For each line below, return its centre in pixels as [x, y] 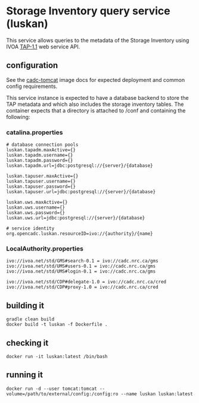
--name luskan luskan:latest [157, 394]
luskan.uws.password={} [36, 213]
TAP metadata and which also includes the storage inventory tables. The [95, 104]
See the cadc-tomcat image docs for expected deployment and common [96, 80]
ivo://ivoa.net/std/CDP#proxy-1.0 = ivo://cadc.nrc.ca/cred [83, 287]
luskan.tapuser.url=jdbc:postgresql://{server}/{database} [81, 192]
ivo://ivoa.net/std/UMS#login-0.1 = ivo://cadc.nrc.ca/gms [81, 271]
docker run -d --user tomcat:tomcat [52, 389]
